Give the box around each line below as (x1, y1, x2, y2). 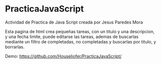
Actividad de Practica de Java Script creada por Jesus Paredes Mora (5, 19, 143, 25)
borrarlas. (5, 44, 25, 50)
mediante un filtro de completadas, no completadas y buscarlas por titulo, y (5, 38, 156, 44)
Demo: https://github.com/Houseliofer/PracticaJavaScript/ (5, 53, 122, 59)
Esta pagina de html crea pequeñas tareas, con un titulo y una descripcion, (5, 28, 155, 34)
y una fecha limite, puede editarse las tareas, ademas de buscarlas (5, 34, 139, 39)
